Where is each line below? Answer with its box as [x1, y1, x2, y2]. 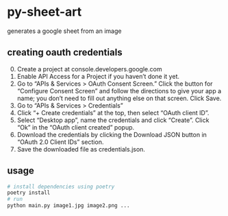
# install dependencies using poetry [7, 183, 115, 190]
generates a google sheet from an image [7, 27, 122, 35]
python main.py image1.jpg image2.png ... [7, 202, 130, 209]
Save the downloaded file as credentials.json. [16, 145, 146, 153]
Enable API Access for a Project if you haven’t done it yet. [16, 72, 180, 80]
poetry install [7, 189, 51, 196]
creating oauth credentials [7, 47, 123, 58]
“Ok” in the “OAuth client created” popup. [16, 123, 135, 131]
